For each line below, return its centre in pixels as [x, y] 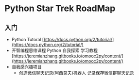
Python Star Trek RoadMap [60, 8]
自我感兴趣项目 [26, 67]
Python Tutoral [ [28, 40]
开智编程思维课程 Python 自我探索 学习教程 [55, 50]
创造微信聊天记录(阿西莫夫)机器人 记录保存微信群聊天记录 [76, 73]
